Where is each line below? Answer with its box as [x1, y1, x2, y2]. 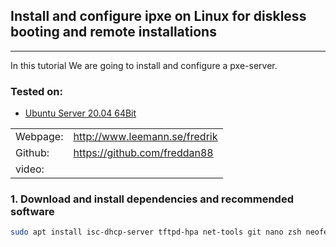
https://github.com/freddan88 [73, 146, 214, 160]
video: [15, 162, 45, 176]
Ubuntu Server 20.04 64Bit [24, 107, 137, 119]
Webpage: [15, 130, 64, 144]
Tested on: [10, 84, 63, 98]
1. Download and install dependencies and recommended [10, 192, 294, 206]
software [10, 205, 55, 219]
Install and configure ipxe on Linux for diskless [10, 8, 307, 25]
